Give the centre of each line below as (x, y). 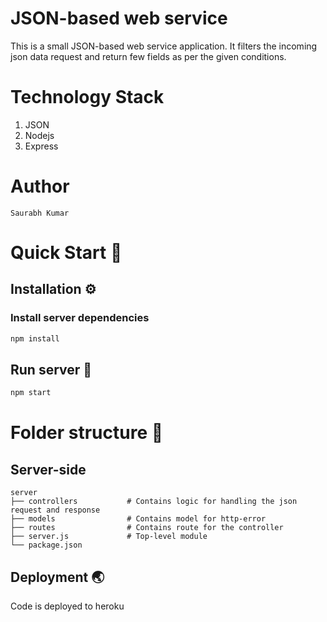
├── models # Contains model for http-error (138, 519)
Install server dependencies (80, 318)
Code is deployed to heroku (67, 606)
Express (41, 146)
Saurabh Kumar (40, 213)
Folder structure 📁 (87, 433)
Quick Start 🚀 (66, 253)
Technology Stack (87, 97)
